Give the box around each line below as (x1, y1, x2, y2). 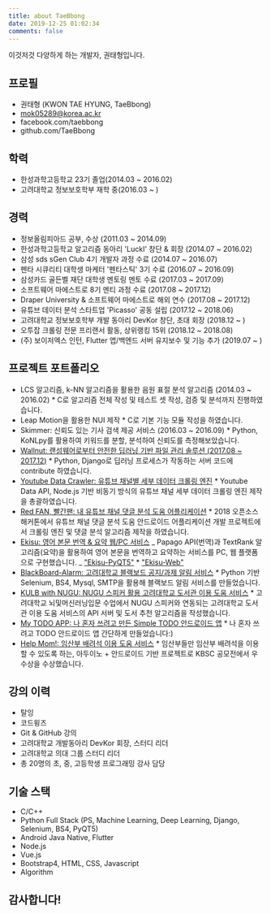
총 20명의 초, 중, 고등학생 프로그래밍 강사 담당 (19, 759, 166, 769)
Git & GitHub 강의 (19, 728, 77, 738)
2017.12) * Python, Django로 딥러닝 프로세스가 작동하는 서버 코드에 (19, 456, 234, 466)
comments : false (8, 27, 63, 35)
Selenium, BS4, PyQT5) (19, 824, 99, 834)
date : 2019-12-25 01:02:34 (8, 19, 100, 28)
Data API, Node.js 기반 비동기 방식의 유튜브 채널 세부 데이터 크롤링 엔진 (19, 486, 247, 496)
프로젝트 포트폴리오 (8, 362, 100, 375)
